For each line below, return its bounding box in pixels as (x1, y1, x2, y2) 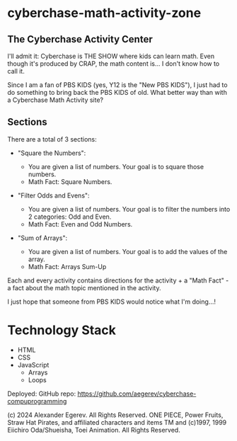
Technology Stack (7, 322, 117, 338)
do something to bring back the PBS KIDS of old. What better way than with (7, 88, 228, 96)
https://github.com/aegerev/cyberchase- (77, 389, 197, 398)
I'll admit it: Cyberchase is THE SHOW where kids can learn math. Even (7, 52, 214, 60)
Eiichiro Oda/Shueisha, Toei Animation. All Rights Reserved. (7, 425, 180, 434)
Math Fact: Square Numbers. (28, 177, 112, 185)
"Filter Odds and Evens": (17, 191, 90, 200)
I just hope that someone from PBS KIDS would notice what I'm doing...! (7, 297, 216, 306)
